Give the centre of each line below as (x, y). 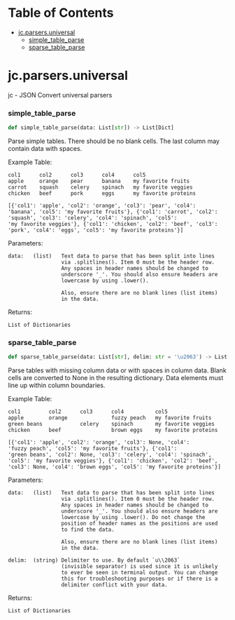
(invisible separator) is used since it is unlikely (140, 567)
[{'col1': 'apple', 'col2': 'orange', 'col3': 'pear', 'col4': (102, 206)
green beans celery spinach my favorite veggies (112, 424)
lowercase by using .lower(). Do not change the (133, 518)
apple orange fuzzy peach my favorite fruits (110, 418)
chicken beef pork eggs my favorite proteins (102, 194)
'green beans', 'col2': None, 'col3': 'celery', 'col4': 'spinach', (110, 455)
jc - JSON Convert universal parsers (60, 95)
